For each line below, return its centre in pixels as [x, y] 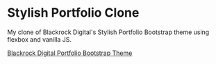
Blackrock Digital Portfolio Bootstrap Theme [70, 53]
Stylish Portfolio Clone [73, 13]
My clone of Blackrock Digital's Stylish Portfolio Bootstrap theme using [108, 32]
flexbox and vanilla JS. [39, 39]
